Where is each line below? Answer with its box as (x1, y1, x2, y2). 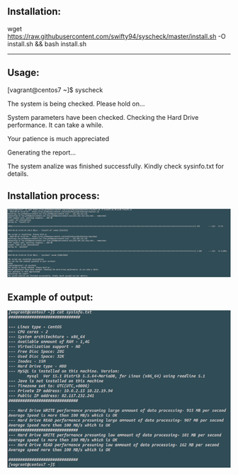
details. (7, 169, 29, 178)
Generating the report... (7, 148, 76, 157)
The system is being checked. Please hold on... (7, 99, 145, 108)
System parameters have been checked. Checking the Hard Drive (7, 113, 199, 121)
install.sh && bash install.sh (7, 39, 87, 48)
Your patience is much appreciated (7, 134, 110, 142)
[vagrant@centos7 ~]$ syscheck (7, 85, 103, 94)
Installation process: (7, 190, 101, 202)
